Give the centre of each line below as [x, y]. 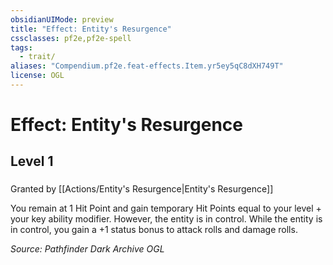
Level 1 [32, 161]
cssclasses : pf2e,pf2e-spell [71, 38]
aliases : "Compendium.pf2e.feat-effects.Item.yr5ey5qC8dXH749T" [147, 66]
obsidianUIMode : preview [62, 19]
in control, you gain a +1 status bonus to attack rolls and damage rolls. [154, 230]
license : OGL [37, 76]
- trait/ [37, 57]
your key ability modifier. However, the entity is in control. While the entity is [166, 219]
